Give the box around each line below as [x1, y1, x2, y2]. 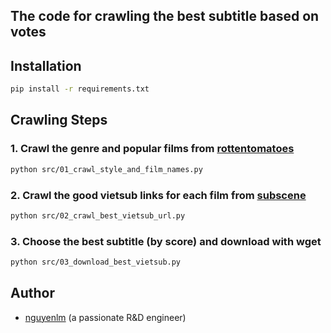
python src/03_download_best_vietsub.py [10, 257, 182, 268]
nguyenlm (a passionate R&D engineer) [24, 311, 187, 323]
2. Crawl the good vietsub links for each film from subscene [10, 188, 307, 202]
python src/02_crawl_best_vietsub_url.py [10, 210, 186, 221]
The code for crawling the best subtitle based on [10, 8, 320, 25]
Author [10, 285, 55, 302]
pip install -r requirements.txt [10, 84, 150, 94]
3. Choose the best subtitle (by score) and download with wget [10, 234, 322, 248]
